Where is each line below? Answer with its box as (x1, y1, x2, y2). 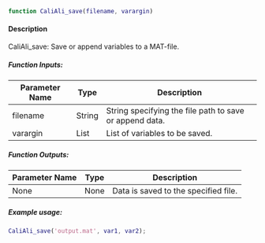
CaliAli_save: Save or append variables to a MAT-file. (8, 42, 180, 51)
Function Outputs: (8, 149, 69, 159)
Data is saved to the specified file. (112, 186, 238, 197)
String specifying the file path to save (106, 105, 244, 116)
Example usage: (8, 207, 63, 216)
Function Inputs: (8, 60, 63, 69)
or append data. (106, 115, 166, 126)
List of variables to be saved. (106, 128, 213, 139)
